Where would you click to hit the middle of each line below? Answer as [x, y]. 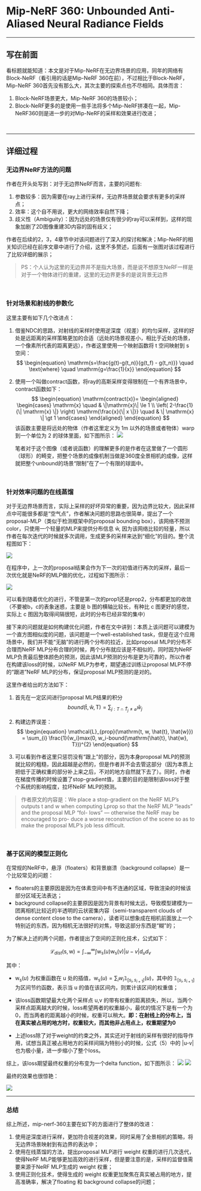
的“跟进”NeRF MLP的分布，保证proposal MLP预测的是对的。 [80, 672]
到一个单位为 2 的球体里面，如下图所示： [65, 435]
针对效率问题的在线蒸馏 [40, 492]
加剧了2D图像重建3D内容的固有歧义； [67, 227]
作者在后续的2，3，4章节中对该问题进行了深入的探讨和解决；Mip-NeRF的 [97, 240]
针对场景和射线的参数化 [40, 303]
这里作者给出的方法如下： [38, 685]
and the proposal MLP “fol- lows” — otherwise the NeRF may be [100, 813]
